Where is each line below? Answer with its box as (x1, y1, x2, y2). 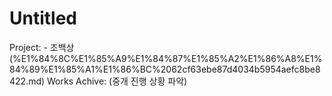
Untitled (9, 7, 78, 30)
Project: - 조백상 (9, 41, 75, 53)
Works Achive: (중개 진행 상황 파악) (47, 75, 188, 87)
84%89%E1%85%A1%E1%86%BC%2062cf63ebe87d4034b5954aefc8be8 (9, 63, 321, 75)
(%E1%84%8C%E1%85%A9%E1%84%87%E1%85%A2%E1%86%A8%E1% (9, 52, 323, 64)
